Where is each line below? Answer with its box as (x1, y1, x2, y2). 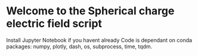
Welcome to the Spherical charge (6, 4, 175, 18)
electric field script (6, 17, 103, 30)
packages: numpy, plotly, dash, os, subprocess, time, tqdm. (6, 43, 153, 50)
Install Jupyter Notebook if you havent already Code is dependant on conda (6, 36, 193, 43)
